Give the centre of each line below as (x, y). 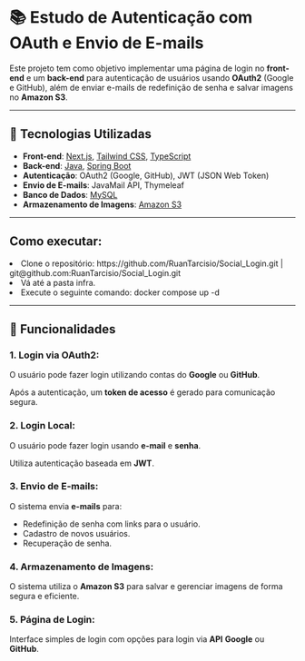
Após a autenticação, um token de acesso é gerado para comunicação (143, 392)
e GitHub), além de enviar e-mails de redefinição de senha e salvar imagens (151, 87)
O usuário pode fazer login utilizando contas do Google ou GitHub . (135, 375)
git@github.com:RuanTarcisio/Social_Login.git (95, 272)
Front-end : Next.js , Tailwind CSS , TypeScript (107, 156)
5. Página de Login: (52, 620)
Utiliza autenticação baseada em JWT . (82, 463)
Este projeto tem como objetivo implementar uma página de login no (137, 68)
